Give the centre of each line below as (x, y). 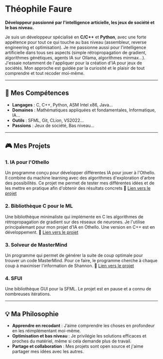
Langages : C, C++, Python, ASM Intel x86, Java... (62, 105)
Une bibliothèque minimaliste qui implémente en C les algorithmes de (74, 216)
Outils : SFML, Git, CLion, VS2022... (48, 120)
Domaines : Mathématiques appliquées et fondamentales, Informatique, (84, 110)
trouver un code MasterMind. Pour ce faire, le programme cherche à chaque (81, 261)
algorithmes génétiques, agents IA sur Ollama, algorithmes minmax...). (75, 57)
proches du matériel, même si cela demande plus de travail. (72, 341)
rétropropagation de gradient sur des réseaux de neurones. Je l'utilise (75, 222)
